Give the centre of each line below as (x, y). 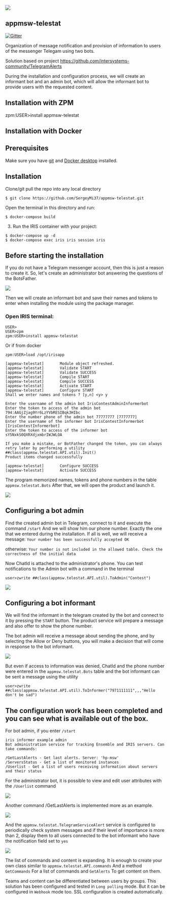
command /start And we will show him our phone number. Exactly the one (84, 528)
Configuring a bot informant (50, 603)
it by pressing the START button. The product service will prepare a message (84, 620)
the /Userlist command (30, 786)
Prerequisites (27, 148)
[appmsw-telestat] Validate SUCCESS (51, 373)
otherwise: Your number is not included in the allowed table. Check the (84, 549)
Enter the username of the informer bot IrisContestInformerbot (75, 421)
